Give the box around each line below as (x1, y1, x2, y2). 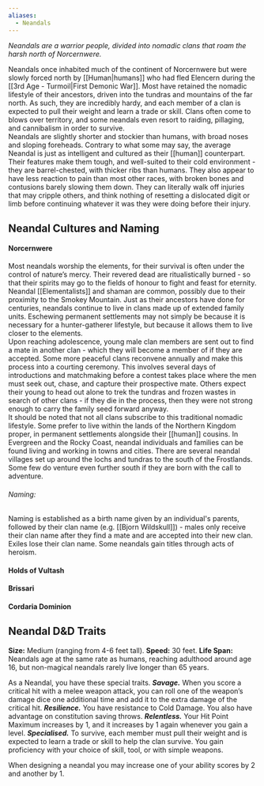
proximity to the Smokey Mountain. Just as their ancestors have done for (8, 295, 245, 304)
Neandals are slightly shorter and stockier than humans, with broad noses (8, 131, 249, 141)
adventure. (8, 471, 43, 481)
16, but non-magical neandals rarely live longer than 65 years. (8, 662, 209, 672)
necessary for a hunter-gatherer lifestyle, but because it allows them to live (8, 320, 253, 330)
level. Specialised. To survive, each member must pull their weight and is (8, 728, 247, 738)
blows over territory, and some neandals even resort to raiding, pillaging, (8, 115, 245, 124)
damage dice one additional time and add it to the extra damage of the (8, 694, 238, 704)
